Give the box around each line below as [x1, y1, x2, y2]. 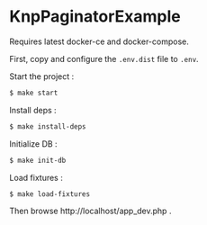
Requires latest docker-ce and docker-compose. [9, 36, 189, 47]
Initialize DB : [9, 138, 58, 149]
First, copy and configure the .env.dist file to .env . [9, 53, 200, 64]
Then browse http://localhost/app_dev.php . [9, 205, 172, 217]
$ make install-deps [9, 121, 87, 131]
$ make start [9, 88, 58, 97]
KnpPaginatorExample [9, 6, 182, 27]
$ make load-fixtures [9, 189, 91, 199]
